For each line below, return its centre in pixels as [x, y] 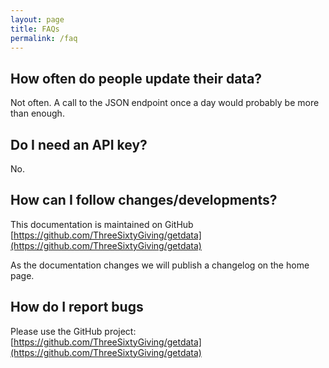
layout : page [37, 19]
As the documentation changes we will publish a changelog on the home [160, 265]
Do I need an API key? [79, 144]
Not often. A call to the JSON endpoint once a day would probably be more [165, 103]
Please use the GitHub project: [73, 331]
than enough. [37, 113]
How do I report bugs [77, 307]
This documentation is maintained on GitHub [102, 224]
